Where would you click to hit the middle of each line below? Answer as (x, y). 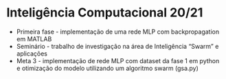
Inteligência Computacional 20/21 (105, 13)
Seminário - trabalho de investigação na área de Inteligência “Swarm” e (117, 46)
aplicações (32, 54)
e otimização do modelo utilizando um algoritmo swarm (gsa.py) (107, 68)
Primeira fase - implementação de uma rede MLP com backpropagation (118, 32)
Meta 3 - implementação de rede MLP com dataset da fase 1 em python (118, 60)
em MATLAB (34, 38)
